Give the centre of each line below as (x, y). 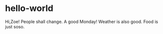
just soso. (15, 26)
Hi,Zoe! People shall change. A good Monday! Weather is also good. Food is (81, 22)
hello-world (29, 8)
